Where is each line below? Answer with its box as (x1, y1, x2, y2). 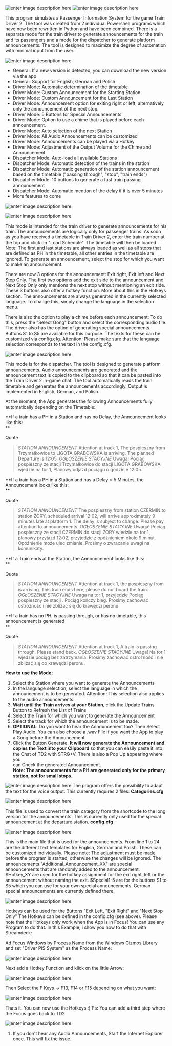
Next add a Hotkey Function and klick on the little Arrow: (5, 965, 124, 971)
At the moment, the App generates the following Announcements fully (5, 398, 153, 405)
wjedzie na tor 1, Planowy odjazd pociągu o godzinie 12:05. (17, 467, 142, 472)
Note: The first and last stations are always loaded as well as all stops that (5, 245, 161, 251)
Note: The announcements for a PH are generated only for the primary (12, 767, 165, 773)
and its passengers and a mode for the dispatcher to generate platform (5, 36, 155, 43)
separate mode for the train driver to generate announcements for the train (5, 31, 163, 37)
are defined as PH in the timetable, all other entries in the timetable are (5, 250, 155, 256)
